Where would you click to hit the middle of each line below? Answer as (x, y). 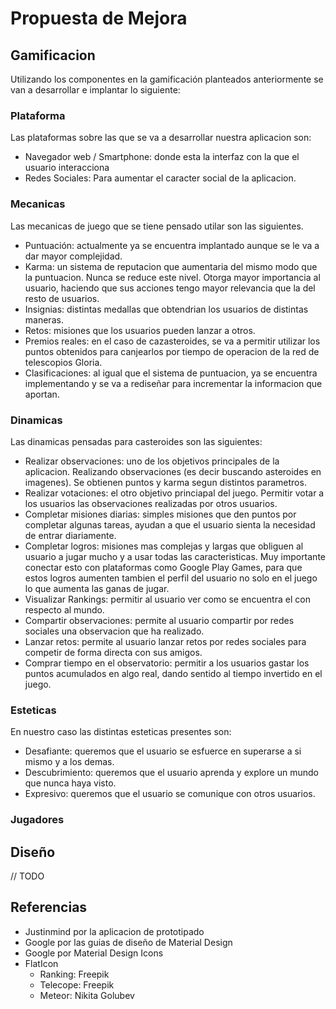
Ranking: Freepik (74, 974)
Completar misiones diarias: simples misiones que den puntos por (160, 514)
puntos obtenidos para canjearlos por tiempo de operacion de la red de (172, 351)
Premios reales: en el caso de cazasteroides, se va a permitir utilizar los (172, 341)
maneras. (44, 319)
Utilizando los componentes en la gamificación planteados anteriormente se (167, 79)
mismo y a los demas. (69, 762)
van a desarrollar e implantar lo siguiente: (95, 90)
